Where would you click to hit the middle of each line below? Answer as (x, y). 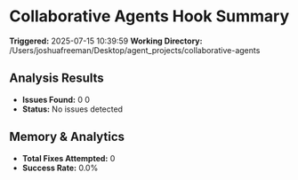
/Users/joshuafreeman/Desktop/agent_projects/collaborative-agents (135, 50)
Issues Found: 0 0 (56, 99)
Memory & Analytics (67, 137)
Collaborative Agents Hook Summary (149, 16)
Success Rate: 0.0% (60, 168)
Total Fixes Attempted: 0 (68, 158)
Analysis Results (56, 78)
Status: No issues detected (72, 109)
